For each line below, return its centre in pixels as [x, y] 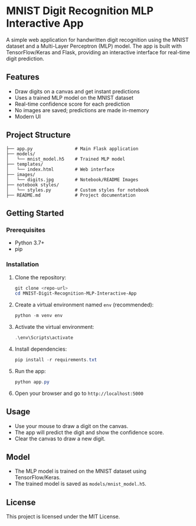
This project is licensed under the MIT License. [63, 517]
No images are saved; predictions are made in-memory [82, 110]
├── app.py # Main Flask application [72, 149]
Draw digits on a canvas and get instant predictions [77, 91]
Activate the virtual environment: [54, 327]
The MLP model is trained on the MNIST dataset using [80, 471]
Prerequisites [26, 230]
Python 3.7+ [30, 243]
